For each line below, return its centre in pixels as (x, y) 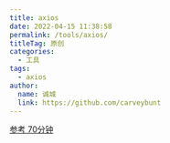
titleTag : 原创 (37, 43)
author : (24, 86)
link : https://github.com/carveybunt (90, 102)
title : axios (34, 18)
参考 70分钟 (32, 129)
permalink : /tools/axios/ (58, 35)
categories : (32, 52)
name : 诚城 (37, 94)
